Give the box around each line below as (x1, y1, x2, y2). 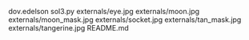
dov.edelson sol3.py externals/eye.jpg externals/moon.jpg (8, 7, 200, 16)
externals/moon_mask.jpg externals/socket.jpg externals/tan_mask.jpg (8, 15, 242, 24)
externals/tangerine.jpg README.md (8, 24, 130, 32)
